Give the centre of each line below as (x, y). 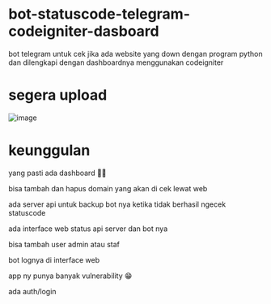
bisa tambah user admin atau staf (64, 244)
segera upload (58, 95)
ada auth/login (32, 291)
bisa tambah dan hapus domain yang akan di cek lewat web (108, 188)
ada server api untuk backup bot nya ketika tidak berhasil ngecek (117, 204)
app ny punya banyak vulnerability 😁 (70, 276)
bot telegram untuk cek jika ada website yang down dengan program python (135, 54)
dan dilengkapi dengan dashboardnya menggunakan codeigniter (116, 62)
